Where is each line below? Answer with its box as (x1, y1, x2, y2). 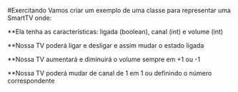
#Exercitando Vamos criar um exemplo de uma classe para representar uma (7, 6, 231, 14)
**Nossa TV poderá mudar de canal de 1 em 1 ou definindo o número (7, 69, 212, 77)
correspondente (7, 76, 55, 85)
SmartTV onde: (7, 14, 52, 22)
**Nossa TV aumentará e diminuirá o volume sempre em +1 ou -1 (7, 55, 201, 63)
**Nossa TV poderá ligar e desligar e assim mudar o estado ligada (7, 41, 204, 49)
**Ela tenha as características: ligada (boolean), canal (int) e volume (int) (7, 28, 224, 36)
